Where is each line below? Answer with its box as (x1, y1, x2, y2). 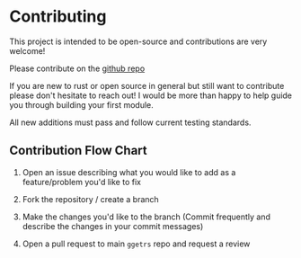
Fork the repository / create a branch (22, 193, 159, 204)
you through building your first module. (9, 99, 155, 110)
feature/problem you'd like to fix (22, 176, 142, 187)
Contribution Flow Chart (9, 143, 148, 158)
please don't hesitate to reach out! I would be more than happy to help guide (9, 90, 293, 101)
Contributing (9, 6, 107, 27)
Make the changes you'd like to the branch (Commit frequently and (22, 211, 271, 222)
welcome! (9, 45, 46, 56)
